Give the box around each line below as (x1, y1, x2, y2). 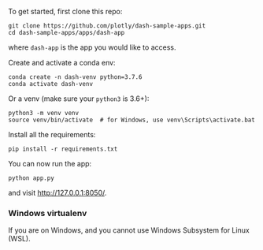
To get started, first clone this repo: (8, 7, 123, 16)
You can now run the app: (8, 159, 92, 168)
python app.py (8, 174, 55, 182)
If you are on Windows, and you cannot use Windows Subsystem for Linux (8, 226, 250, 235)
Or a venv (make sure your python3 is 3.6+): (8, 94, 150, 103)
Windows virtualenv (8, 207, 87, 218)
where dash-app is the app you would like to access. (8, 43, 176, 52)
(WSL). (8, 234, 31, 244)
